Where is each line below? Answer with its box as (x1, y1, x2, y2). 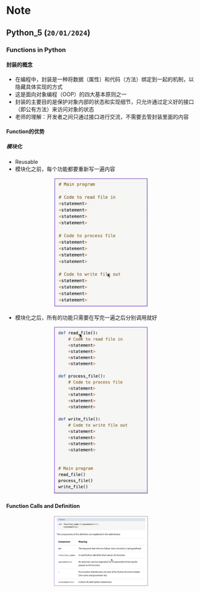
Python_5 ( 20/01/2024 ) (6, 28, 91, 38)
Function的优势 (6, 128, 45, 135)
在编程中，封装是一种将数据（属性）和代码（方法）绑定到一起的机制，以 (14, 76, 194, 83)
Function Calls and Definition (6, 502, 80, 509)
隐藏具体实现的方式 (14, 83, 63, 90)
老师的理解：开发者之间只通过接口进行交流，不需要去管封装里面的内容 (14, 113, 189, 120)
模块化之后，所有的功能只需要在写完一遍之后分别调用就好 (14, 313, 157, 321)
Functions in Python (6, 46, 66, 54)
